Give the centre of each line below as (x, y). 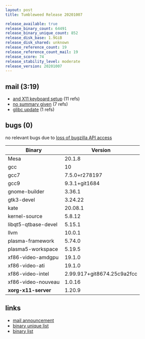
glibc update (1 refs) (33, 110)
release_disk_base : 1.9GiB (34, 38)
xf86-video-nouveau (34, 282)
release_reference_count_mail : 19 (42, 52)
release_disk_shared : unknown (37, 43)
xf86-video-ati (26, 265)
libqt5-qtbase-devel (33, 224)
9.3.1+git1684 (82, 183)
